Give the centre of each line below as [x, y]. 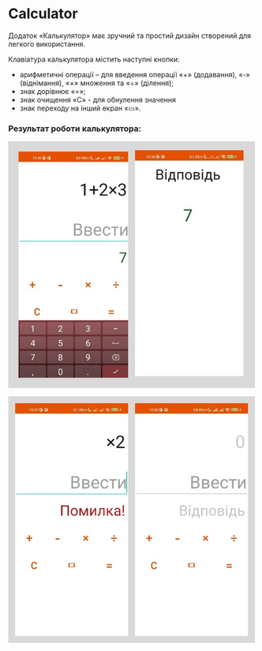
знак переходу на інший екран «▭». [80, 108]
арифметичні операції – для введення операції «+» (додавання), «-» [135, 74]
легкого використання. [47, 43]
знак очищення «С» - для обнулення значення [97, 99]
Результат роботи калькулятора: [75, 129]
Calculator [43, 14]
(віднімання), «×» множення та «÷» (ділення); [97, 83]
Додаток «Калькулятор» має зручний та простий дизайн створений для [130, 36]
